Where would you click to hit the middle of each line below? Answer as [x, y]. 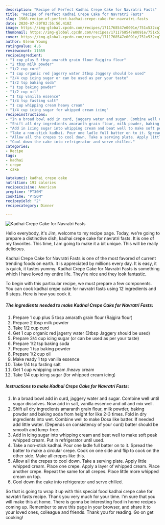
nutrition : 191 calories [31, 183]
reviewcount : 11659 [25, 51]
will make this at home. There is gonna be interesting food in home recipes [81, 502]
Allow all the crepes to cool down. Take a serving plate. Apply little [80, 461]
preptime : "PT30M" [24, 192]
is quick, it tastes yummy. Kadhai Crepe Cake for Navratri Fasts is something [82, 269]
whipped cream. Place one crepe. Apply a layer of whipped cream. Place [86, 466]
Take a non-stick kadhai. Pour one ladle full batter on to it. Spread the [83, 446]
